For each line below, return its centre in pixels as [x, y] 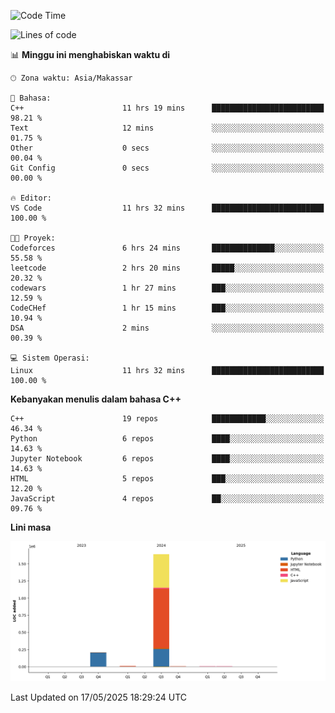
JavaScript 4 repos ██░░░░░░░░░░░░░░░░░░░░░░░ [167, 499]
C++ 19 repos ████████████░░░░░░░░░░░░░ [167, 419]
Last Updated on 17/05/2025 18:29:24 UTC [99, 697]
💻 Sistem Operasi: [50, 358]
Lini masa [31, 527]
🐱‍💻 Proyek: [33, 238]
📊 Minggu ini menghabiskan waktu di [90, 54]
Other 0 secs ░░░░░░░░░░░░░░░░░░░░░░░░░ [167, 148]
